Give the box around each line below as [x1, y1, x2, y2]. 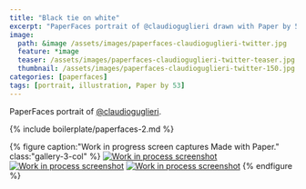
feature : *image [17, 47, 79, 56]
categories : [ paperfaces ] [9, 73, 107, 82]
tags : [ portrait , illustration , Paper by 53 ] [9, 81, 185, 90]
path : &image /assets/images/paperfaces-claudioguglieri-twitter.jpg [17, 38, 287, 48]
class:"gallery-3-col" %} [9, 151, 101, 162]
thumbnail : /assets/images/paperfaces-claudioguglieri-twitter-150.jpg [17, 65, 296, 74]
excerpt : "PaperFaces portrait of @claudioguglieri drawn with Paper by [9, 22, 291, 31]
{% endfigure [242, 160, 293, 171]
